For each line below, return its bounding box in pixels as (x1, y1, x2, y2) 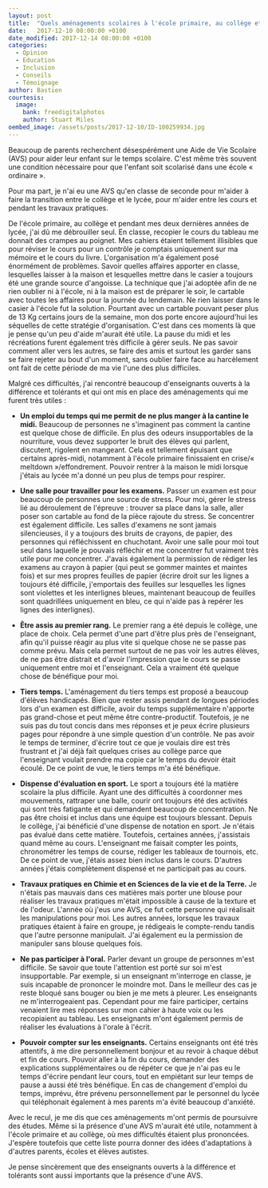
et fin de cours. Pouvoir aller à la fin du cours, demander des (19, 1054, 219, 1064)
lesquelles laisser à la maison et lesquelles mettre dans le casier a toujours (8, 269, 254, 279)
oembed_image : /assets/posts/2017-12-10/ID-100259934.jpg (8, 123, 205, 131)
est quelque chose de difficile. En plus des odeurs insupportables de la (19, 428, 254, 437)
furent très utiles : (8, 395, 66, 405)
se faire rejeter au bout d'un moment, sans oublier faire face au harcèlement (8, 354, 259, 364)
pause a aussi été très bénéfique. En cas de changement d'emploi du (19, 1080, 248, 1090)
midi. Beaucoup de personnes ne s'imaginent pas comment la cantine (19, 419, 251, 429)
